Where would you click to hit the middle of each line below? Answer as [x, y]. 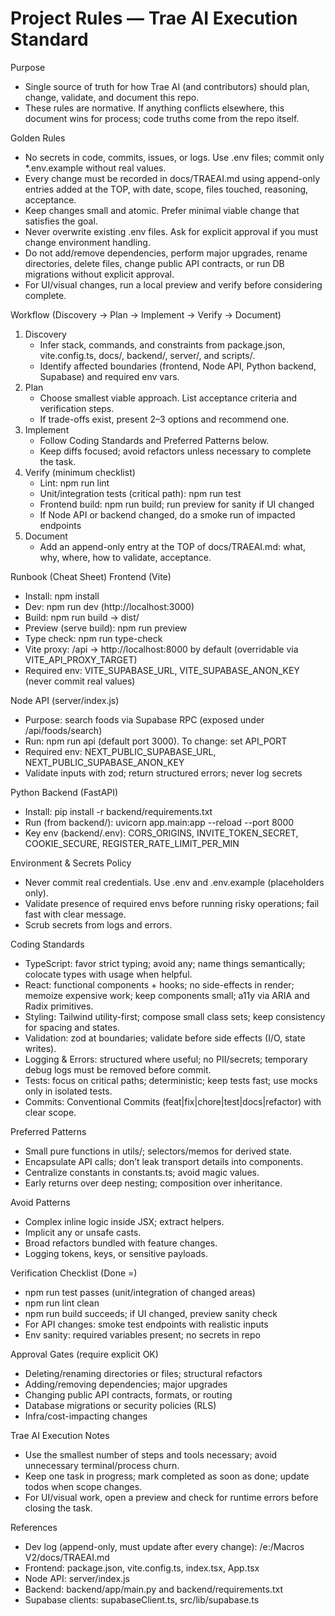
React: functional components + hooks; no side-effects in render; [159, 984]
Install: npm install [62, 596]
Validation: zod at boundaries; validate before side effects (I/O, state [165, 1038]
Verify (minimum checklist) [80, 472]
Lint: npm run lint [74, 483]
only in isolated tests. [68, 1091]
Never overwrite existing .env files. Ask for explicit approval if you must [171, 231]
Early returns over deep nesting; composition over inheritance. [153, 1183]
